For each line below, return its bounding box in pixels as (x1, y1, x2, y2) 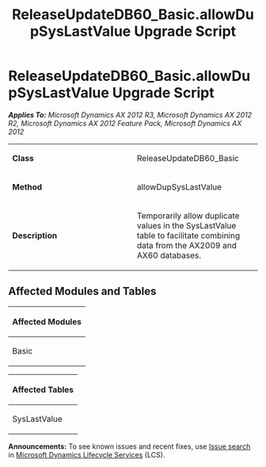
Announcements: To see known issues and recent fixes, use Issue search (8, 442, 251, 451)
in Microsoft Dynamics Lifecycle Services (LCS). (8, 450, 165, 459)
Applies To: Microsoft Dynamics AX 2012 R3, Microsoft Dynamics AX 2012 (8, 109, 253, 120)
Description (12, 230, 58, 241)
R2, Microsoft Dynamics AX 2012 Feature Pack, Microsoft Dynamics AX (8, 118, 242, 128)
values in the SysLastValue (137, 220, 237, 231)
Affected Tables (12, 384, 74, 395)
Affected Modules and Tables (8, 285, 157, 298)
